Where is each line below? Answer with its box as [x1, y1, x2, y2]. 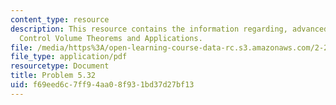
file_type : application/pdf [10, 52, 128, 62]
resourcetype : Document [10, 61, 110, 71]
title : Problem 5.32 [10, 71, 97, 81]
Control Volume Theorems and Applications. [19, 33, 203, 43]
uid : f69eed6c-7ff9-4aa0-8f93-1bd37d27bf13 [10, 80, 195, 90]
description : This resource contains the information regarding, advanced [10, 24, 329, 34]
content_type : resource [10, 14, 110, 25]
